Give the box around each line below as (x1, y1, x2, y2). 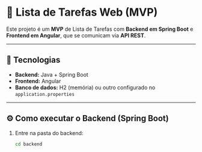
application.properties (14, 91, 75, 97)
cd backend (14, 141, 43, 147)
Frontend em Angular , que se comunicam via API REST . (6, 31, 146, 39)
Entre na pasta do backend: (14, 129, 84, 136)
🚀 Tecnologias (6, 55, 61, 65)
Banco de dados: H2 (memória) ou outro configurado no (14, 84, 156, 91)
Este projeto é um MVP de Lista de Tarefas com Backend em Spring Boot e (6, 25, 194, 33)
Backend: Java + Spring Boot (14, 71, 88, 78)
